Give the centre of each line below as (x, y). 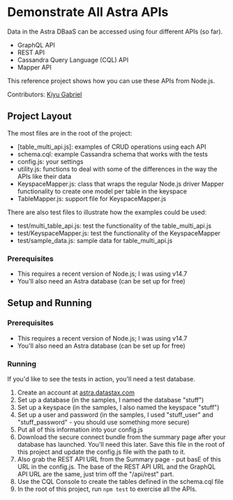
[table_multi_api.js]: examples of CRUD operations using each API (112, 147)
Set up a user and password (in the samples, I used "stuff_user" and (115, 415)
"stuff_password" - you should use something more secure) (103, 422)
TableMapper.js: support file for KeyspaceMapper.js (92, 198)
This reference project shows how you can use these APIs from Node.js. (111, 80)
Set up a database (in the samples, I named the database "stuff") (111, 400)
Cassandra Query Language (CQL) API (73, 59)
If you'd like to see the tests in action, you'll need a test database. (101, 379)
